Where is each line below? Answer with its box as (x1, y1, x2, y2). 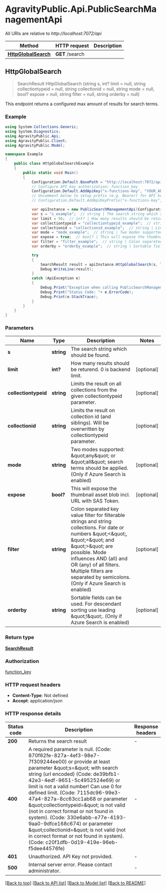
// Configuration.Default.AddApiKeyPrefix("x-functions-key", (31, 198, 163, 203)
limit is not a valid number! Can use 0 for (28, 783, 122, 790)
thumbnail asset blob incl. (71, 491, 130, 498)
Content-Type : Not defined (12, 693, 68, 699)
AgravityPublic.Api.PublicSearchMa (5, 3, 157, 15)
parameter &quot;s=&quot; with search (28, 764, 119, 771)
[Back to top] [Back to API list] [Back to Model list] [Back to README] (5, 880, 146, 886)
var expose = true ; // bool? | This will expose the (31, 235, 145, 240)
